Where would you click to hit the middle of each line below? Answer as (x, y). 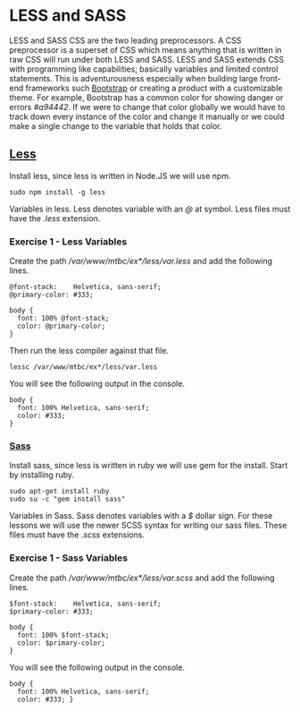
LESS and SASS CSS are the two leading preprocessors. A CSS (125, 40)
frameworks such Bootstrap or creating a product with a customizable (154, 88)
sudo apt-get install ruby (59, 492)
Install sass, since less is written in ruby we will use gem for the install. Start (149, 466)
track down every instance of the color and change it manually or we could (147, 116)
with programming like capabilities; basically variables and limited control (144, 69)
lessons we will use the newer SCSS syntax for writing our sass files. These (148, 526)
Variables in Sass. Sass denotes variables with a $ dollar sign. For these (141, 516)
